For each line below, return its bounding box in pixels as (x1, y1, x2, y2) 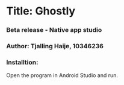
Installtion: (6, 58, 39, 66)
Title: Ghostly (6, 4, 76, 18)
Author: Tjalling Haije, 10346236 (6, 42, 104, 51)
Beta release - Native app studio (6, 26, 102, 34)
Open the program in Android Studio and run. (6, 72, 119, 79)
